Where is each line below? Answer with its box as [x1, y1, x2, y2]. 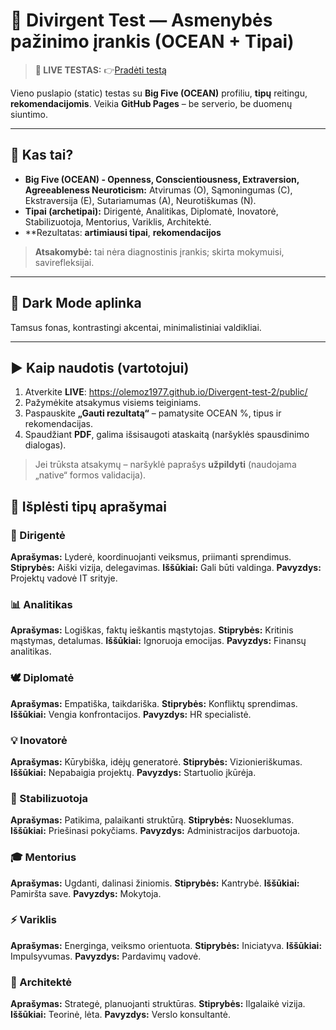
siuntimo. [10, 108, 48, 120]
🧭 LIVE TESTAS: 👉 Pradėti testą [34, 64, 167, 76]
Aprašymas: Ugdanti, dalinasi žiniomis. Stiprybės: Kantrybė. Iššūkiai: [10, 877, 300, 889]
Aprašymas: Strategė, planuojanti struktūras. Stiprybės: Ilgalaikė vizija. [10, 998, 306, 1010]
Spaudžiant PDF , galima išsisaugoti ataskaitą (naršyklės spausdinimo [24, 429, 310, 441]
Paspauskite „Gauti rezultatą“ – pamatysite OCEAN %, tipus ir [24, 407, 282, 419]
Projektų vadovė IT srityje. [10, 572, 118, 584]
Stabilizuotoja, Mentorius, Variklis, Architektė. [24, 215, 212, 228]
